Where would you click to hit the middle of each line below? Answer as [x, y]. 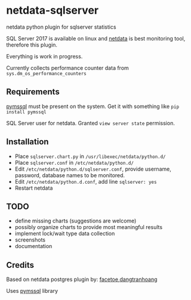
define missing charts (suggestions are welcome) [76, 221]
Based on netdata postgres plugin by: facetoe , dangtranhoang [82, 279]
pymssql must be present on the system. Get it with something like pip [93, 106]
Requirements [33, 92]
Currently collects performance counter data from [68, 68]
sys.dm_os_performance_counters [46, 73]
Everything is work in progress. [44, 56]
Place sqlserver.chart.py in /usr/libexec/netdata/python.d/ [90, 156]
